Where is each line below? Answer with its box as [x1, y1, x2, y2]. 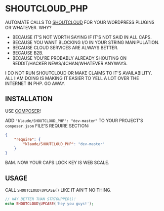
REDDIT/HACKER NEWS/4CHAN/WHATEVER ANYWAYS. [12, 60, 127, 66]
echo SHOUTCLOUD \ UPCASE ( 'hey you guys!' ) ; [5, 201, 94, 206]
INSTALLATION [5, 95, 53, 103]
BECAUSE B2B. [12, 50, 43, 56]
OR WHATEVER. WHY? [5, 24, 52, 30]
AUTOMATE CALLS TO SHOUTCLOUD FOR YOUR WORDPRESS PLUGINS [5, 19, 155, 25]
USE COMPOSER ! [5, 108, 41, 114]
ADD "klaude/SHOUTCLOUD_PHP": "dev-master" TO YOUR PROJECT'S [5, 117, 143, 124]
